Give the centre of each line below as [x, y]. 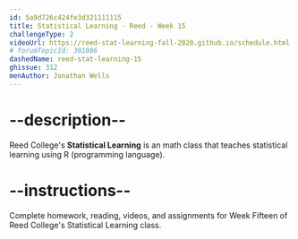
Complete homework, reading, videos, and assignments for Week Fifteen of [149, 215]
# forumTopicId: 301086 [54, 51]
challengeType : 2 [42, 34]
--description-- [68, 119]
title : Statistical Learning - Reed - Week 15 [98, 26]
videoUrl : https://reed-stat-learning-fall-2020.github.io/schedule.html [150, 43]
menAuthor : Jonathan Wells [60, 76]
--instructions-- [70, 190]
